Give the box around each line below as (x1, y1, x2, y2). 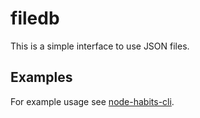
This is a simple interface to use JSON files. (10, 40, 190, 52)
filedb (10, 7, 60, 30)
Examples (10, 69, 73, 86)
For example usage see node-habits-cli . (10, 95, 175, 107)
